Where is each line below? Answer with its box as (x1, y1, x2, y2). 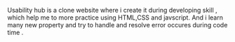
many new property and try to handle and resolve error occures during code (7, 21, 228, 29)
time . (7, 28, 24, 36)
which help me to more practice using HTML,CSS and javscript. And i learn (7, 13, 223, 22)
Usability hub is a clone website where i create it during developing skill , (7, 6, 217, 14)
